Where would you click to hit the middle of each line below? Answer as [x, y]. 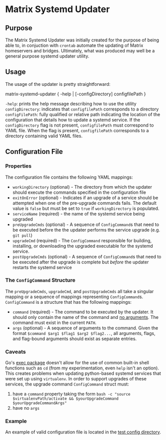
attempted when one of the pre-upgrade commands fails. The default [85, 203]
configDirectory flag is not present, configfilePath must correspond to [80, 125]
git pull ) [22, 235]
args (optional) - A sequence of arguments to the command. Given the [85, 328]
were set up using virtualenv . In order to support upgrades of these [76, 379]
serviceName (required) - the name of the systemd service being [78, 213]
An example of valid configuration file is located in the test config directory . [83, 432]
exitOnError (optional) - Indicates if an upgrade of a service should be [85, 197]
